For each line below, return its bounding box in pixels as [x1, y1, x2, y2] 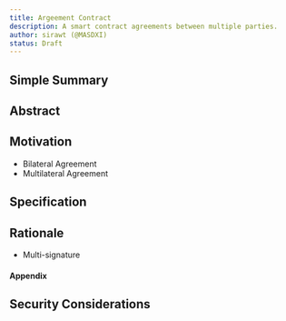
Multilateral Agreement [22, 167, 109, 178]
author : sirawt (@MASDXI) [9, 30, 107, 39]
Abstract [9, 104, 61, 119]
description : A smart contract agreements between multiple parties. [9, 22, 279, 31]
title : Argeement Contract [9, 13, 112, 23]
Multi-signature [22, 249, 81, 260]
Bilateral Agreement [22, 158, 97, 169]
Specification [9, 195, 87, 210]
